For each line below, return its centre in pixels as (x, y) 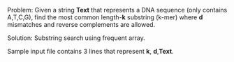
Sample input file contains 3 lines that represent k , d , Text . (90, 51)
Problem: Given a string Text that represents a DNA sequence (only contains (117, 10)
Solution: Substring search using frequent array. (76, 38)
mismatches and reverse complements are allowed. (81, 24)
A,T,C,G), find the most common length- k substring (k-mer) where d (105, 17)
